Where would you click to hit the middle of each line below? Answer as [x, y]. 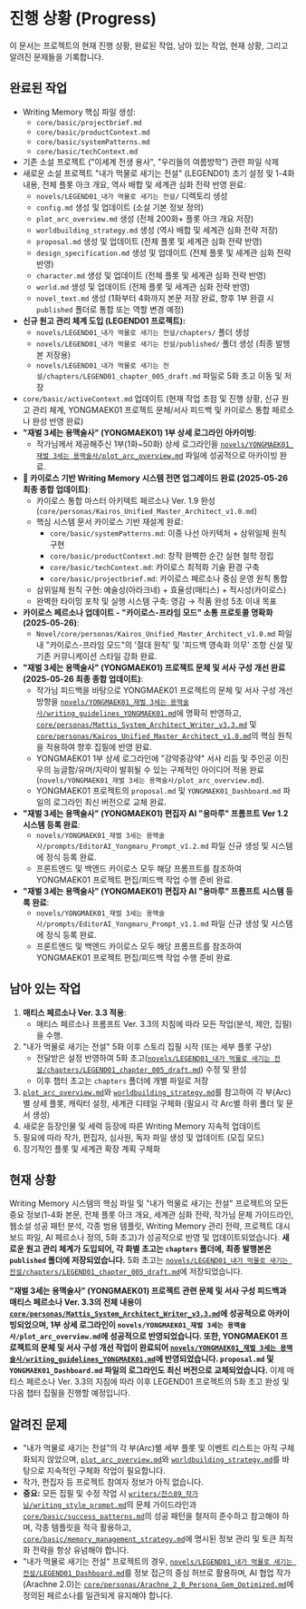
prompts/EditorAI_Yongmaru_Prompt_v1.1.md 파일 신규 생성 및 [158, 923]
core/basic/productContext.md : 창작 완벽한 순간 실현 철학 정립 [162, 556]
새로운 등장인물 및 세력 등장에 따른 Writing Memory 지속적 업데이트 [142, 1126]
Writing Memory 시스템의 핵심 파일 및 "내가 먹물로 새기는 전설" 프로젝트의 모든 [149, 1203]
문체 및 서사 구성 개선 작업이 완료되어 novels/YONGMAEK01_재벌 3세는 [158, 1347]
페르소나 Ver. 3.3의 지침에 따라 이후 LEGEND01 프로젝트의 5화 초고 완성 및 [158, 1382]
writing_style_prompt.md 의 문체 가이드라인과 [115, 1505]
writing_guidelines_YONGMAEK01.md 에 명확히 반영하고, [144, 713]
